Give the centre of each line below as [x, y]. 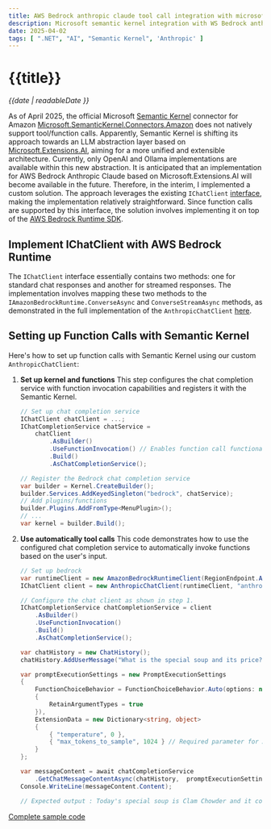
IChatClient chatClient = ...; [73, 419]
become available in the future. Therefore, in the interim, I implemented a [129, 185]
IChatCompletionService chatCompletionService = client [116, 608]
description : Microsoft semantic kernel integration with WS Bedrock [128, 23]
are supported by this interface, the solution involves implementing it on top [134, 210]
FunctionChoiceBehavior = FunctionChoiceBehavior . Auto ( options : [145, 689]
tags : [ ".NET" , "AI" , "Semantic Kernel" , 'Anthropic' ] [106, 38]
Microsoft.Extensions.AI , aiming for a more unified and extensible [117, 151]
